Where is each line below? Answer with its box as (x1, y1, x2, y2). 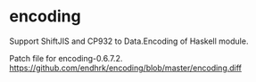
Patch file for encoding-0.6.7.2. (9, 53, 123, 63)
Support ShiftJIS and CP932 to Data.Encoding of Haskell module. (9, 36, 249, 46)
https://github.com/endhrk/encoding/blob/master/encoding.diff (9, 62, 243, 73)
